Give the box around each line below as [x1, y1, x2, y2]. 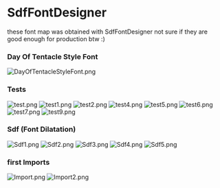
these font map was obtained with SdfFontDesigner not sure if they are [7, 27, 208, 36]
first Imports [7, 157, 50, 167]
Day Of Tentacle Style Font [7, 51, 98, 61]
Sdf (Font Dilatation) [7, 125, 76, 134]
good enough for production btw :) [7, 34, 105, 43]
